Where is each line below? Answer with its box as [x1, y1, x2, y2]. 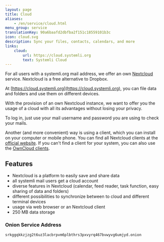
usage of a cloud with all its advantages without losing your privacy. [5, 106, 142, 111]
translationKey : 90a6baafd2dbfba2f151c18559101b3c [5, 30, 111, 35]
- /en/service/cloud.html [14, 21, 67, 26]
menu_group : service [5, 26, 48, 30]
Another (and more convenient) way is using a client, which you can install [5, 130, 156, 135]
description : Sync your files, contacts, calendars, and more [5, 39, 135, 44]
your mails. [5, 120, 27, 126]
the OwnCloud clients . [5, 145, 50, 151]
